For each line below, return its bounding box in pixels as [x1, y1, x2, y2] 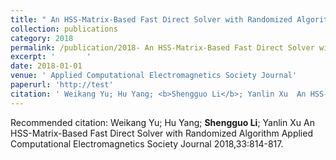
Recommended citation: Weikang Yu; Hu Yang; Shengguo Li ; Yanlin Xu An [10, 116, 315, 128]
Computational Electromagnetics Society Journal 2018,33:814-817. [10, 137, 284, 150]
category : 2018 [10, 33, 74, 43]
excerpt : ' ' [10, 52, 92, 62]
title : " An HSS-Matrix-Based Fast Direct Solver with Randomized [10, 14, 293, 25]
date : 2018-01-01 [10, 61, 83, 71]
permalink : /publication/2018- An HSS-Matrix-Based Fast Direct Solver [10, 42, 315, 53]
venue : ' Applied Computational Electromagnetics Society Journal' [10, 71, 298, 81]
